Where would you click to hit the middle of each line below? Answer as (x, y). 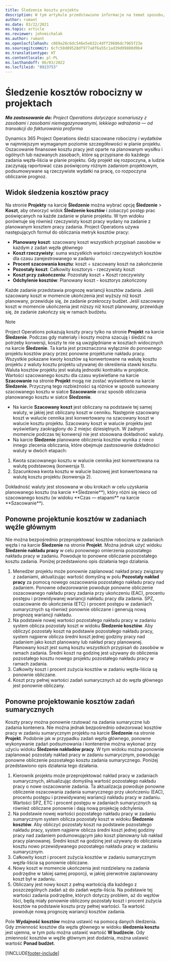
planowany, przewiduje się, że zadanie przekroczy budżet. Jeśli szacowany (85, 301)
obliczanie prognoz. (26, 177)
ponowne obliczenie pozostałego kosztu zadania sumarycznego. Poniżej (82, 760)
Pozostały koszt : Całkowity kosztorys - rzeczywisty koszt (74, 269)
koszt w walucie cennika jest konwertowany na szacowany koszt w (83, 417)
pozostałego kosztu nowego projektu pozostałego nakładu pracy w (83, 658)
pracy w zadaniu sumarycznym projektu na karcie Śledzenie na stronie (80, 733)
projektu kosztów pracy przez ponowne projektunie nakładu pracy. (75, 353)
